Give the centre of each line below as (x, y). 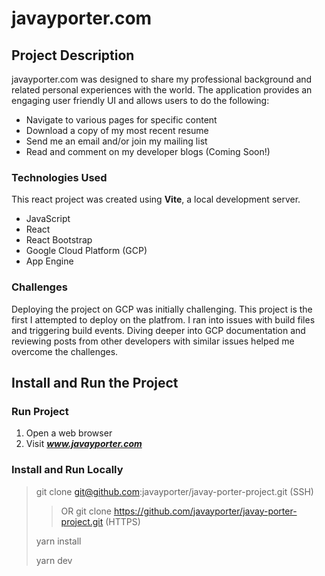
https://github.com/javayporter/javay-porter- (205, 511)
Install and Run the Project (95, 382)
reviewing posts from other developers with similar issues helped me (153, 341)
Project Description (73, 55)
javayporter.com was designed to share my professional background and (162, 79)
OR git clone (86, 511)
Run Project (40, 411)
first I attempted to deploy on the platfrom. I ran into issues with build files (163, 319)
